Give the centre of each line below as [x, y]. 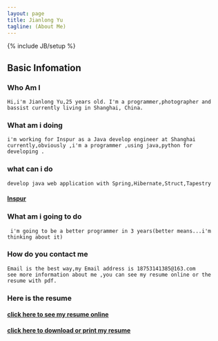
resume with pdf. [32, 281]
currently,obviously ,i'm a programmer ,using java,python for [100, 146]
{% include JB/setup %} [41, 46]
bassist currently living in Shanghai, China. [75, 108]
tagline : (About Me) [37, 26]
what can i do [30, 169]
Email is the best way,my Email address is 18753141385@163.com [101, 268]
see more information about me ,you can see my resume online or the [109, 275]
